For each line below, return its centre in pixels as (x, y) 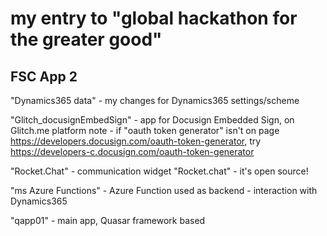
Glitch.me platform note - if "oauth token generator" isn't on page (145, 130)
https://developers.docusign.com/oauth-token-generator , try (136, 141)
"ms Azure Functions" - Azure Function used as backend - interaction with (164, 190)
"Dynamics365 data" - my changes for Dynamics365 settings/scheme (155, 100)
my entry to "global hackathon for (154, 18)
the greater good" (86, 39)
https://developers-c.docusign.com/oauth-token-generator (132, 151)
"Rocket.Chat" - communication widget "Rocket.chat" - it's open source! (159, 171)
